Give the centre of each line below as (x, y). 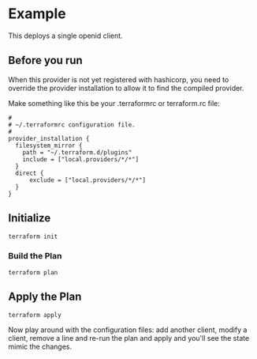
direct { (30, 173)
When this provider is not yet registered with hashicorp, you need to (119, 79)
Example (37, 14)
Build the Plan (35, 256)
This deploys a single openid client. (66, 36)
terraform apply (35, 315)
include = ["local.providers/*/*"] (81, 159)
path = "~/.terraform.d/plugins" (77, 152)
